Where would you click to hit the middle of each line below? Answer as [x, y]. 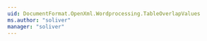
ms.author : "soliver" [39, 20]
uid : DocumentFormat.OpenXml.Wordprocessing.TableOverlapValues [104, 14]
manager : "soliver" [36, 26]
